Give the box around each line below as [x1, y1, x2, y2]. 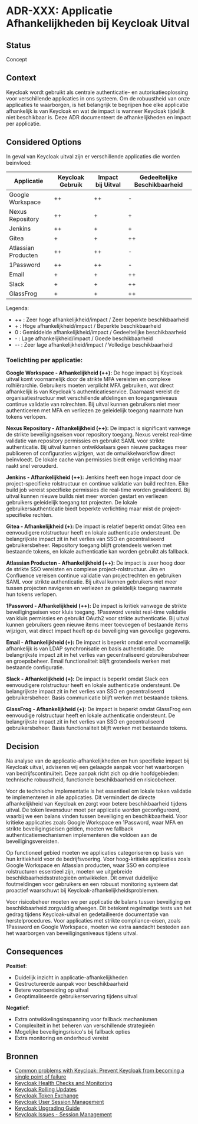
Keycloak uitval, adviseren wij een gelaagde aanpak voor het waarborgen [6, 763, 184, 770]
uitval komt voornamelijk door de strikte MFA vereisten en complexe [6, 375, 171, 382]
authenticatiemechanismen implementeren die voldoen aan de [6, 831, 157, 838]
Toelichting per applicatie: [6, 356, 83, 364]
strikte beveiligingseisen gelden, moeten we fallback [6, 825, 134, 832]
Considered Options [6, 137, 81, 147]
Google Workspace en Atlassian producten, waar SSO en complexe [6, 861, 170, 869]
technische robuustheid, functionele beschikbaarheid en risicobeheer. [6, 776, 177, 783]
